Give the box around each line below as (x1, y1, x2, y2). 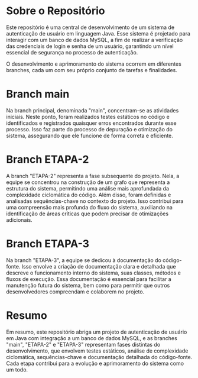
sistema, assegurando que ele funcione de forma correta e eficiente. (6, 132, 173, 139)
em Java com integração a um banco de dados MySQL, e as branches (6, 334, 177, 341)
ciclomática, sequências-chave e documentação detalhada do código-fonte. (6, 353, 193, 360)
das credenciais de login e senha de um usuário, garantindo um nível (6, 43, 174, 50)
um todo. (6, 366, 28, 373)
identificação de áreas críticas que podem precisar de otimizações (6, 210, 169, 217)
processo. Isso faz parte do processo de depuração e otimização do (6, 125, 173, 133)
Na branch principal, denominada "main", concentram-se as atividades (6, 106, 179, 114)
